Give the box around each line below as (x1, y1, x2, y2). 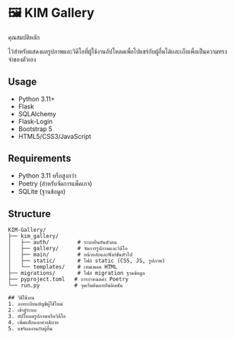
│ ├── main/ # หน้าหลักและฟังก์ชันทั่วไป (8, 251, 133, 259)
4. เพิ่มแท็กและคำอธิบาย (8, 319, 59, 326)
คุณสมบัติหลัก (8, 32, 40, 42)
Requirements (8, 152, 71, 165)
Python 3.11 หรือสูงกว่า (18, 171, 77, 180)
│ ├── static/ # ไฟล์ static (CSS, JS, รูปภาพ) (8, 257, 166, 264)
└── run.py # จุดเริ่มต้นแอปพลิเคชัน (8, 282, 123, 289)
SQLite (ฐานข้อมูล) (18, 187, 66, 195)
